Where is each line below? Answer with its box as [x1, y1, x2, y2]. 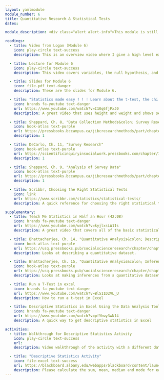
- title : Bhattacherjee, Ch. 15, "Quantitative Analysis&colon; [9, 259, 143, 264]
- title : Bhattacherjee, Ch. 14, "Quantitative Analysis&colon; [9, 236, 143, 242]
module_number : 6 [5, 12, 41, 17]
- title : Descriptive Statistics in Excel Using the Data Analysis [9, 304, 150, 309]
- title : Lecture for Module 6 [9, 61, 73, 66]
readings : [5, 39, 25, 44]
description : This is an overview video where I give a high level [14, 52, 154, 57]
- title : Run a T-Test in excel [9, 281, 76, 287]
